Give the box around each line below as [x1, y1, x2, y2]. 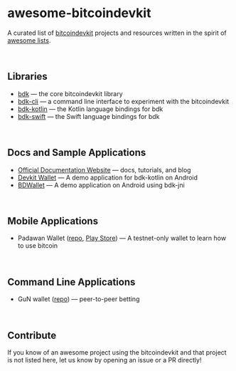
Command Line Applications [7, 276, 136, 288]
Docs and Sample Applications [7, 147, 146, 159]
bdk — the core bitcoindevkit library [17, 89, 123, 98]
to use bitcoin [17, 241, 58, 250]
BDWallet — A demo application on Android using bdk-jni [17, 180, 185, 189]
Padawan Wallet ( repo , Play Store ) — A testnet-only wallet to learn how [17, 234, 226, 243]
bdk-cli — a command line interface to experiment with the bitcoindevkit [17, 97, 230, 105]
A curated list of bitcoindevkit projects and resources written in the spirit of [7, 28, 227, 37]
